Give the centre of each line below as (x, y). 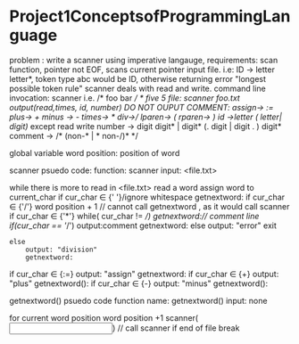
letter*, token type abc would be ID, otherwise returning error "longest (137, 78)
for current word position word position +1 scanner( (104, 317)
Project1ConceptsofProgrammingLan (150, 16)
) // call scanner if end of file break (176, 328)
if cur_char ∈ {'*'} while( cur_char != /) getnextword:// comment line (134, 216)
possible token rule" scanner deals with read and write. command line (137, 88)
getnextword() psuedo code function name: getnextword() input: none (138, 300)
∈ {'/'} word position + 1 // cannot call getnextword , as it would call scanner (149, 206)
